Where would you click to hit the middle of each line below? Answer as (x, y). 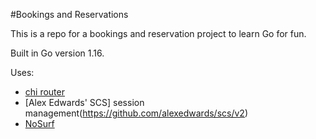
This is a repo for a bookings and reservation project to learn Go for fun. (158, 33)
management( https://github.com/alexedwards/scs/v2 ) (136, 113)
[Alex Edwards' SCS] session (84, 102)
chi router (44, 92)
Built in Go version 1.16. (57, 53)
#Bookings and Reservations (69, 14)
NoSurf (39, 123)
